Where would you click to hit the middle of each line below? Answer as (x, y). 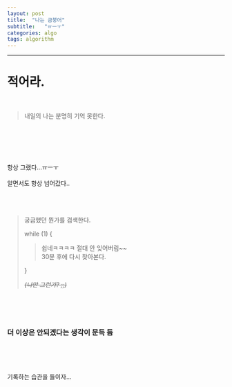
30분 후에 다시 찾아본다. (74, 257)
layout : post (26, 13)
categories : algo (32, 33)
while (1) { (38, 234)
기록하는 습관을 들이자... (39, 377)
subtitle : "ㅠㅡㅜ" (36, 26)
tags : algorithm (30, 39)
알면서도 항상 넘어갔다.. (39, 183)
